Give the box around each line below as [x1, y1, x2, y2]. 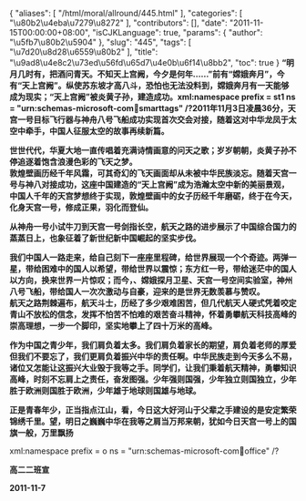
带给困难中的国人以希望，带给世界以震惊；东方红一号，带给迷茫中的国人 [25, 263, 297, 274]
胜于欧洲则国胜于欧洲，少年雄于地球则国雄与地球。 [9, 385, 201, 395]
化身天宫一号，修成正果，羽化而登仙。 [9, 202, 153, 212]
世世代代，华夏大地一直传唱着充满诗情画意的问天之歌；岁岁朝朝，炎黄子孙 [9, 145, 289, 156]
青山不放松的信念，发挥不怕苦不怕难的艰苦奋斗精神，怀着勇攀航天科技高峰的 [9, 309, 297, 320]
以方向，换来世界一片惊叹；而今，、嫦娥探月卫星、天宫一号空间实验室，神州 [9, 275, 293, 285]
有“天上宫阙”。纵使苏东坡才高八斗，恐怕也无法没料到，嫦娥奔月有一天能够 [9, 80, 290, 90]
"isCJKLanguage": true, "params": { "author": [92, 27, 263, 37]
